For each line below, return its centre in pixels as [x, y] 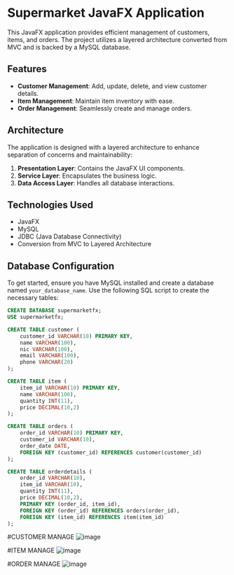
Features [27, 69]
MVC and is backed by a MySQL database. [69, 47]
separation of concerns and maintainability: [70, 155]
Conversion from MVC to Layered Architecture [84, 244]
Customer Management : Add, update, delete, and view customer [112, 86]
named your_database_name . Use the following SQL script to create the [108, 290]
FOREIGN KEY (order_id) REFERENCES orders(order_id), [100, 511]
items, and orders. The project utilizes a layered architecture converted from [117, 39]
